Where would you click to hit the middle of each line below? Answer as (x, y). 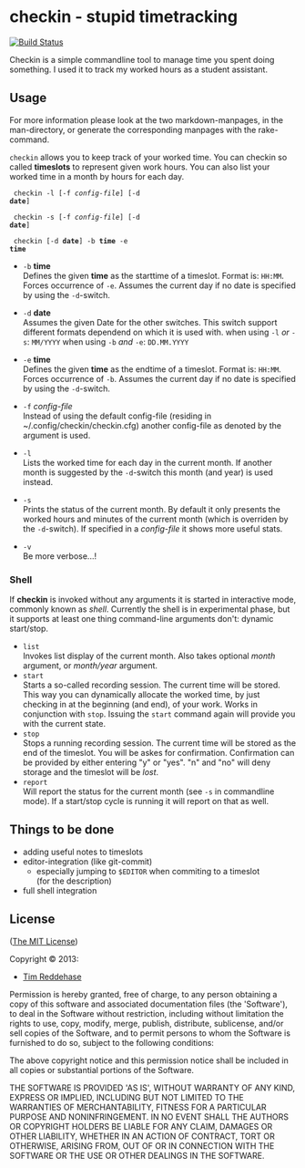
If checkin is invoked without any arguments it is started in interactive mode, (153, 600)
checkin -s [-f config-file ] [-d (77, 217)
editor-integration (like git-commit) (87, 861)
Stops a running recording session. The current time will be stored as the (159, 743)
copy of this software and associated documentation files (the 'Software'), (149, 1004)
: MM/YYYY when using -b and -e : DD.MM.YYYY (108, 341)
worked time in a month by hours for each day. (97, 176)
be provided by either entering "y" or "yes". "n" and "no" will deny (147, 762)
